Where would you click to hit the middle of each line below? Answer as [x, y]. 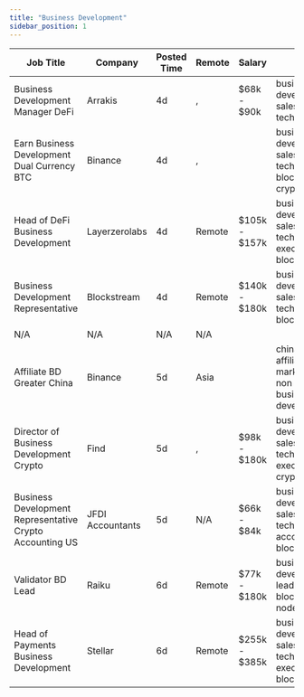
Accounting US [46, 542]
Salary [252, 62]
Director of [37, 431]
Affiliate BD [38, 372]
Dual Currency [44, 165]
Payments [35, 645]
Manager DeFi [44, 111]
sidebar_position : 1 [48, 26]
